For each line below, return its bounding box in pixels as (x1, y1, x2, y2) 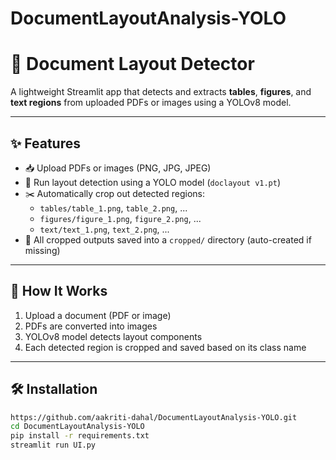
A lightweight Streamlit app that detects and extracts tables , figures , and (10, 86, 312, 98)
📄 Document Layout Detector (10, 53, 255, 76)
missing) (24, 244, 61, 256)
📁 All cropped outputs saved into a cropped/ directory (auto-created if (24, 233, 312, 246)
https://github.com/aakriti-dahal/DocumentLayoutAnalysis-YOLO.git (10, 412, 298, 422)
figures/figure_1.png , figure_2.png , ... (39, 212, 202, 224)
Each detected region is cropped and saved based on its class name (24, 341, 307, 353)
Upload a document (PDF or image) (24, 309, 172, 321)
